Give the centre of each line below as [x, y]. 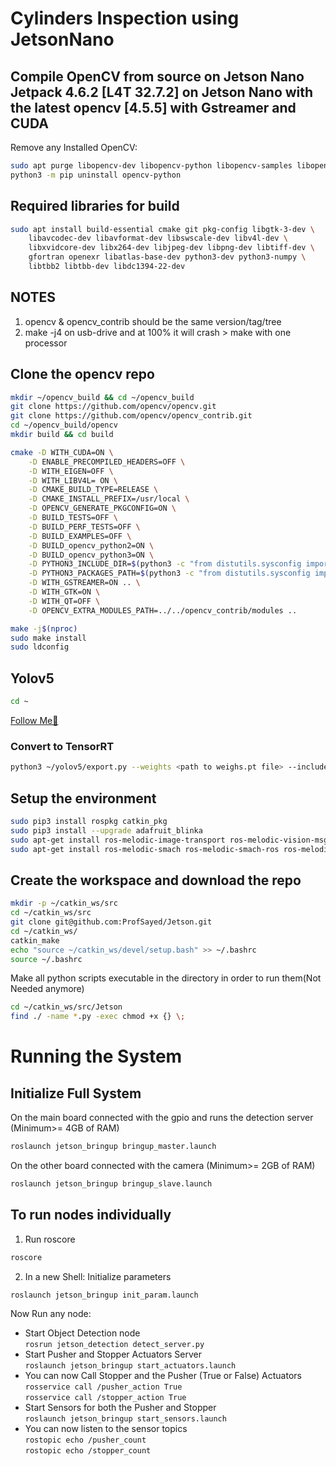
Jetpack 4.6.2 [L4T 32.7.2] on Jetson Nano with [162, 92]
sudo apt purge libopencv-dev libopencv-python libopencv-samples [151, 166]
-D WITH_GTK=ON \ [64, 592]
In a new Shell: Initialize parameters [98, 1276]
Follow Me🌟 [34, 720]
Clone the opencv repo [82, 374]
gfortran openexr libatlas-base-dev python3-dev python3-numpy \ [167, 257]
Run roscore [50, 1239]
